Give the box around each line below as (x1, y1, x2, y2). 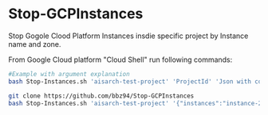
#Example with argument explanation (8, 70, 130, 78)
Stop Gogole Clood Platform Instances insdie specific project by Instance (8, 31, 249, 40)
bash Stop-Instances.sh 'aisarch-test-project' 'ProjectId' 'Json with (8, 77, 251, 86)
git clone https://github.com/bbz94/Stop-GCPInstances (8, 92, 195, 100)
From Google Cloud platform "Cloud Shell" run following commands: (8, 55, 233, 64)
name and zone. (8, 39, 61, 48)
